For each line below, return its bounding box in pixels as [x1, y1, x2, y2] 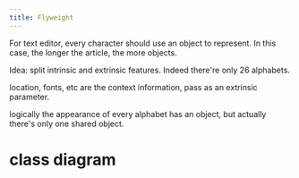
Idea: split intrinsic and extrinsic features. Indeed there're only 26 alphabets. [9, 64, 291, 75]
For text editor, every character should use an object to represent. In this [9, 38, 277, 48]
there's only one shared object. [9, 118, 124, 129]
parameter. [9, 91, 50, 102]
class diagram [9, 149, 116, 170]
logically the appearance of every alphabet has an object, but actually [9, 108, 267, 119]
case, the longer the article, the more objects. [9, 47, 177, 58]
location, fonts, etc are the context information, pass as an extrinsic [9, 81, 258, 92]
